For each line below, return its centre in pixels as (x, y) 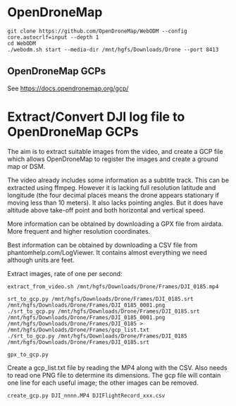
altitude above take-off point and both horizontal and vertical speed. (106, 210)
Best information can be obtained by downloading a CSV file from (103, 245)
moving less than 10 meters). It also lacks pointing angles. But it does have (115, 203)
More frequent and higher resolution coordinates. (79, 231)
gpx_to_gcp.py (28, 354)
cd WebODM (22, 43)
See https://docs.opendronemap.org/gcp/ (68, 88)
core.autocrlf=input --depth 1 (53, 37)
